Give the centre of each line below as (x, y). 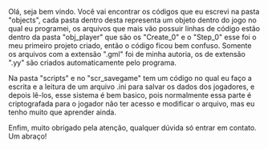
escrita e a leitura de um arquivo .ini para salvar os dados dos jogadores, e (132, 87)
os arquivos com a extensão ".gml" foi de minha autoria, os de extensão (127, 54)
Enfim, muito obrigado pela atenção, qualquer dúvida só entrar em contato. (132, 128)
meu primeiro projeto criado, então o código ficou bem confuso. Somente (130, 46)
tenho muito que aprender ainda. (62, 112)
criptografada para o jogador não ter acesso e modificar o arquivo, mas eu (132, 104)
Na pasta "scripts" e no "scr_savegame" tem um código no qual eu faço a (130, 78)
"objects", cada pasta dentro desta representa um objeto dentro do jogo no (132, 20)
